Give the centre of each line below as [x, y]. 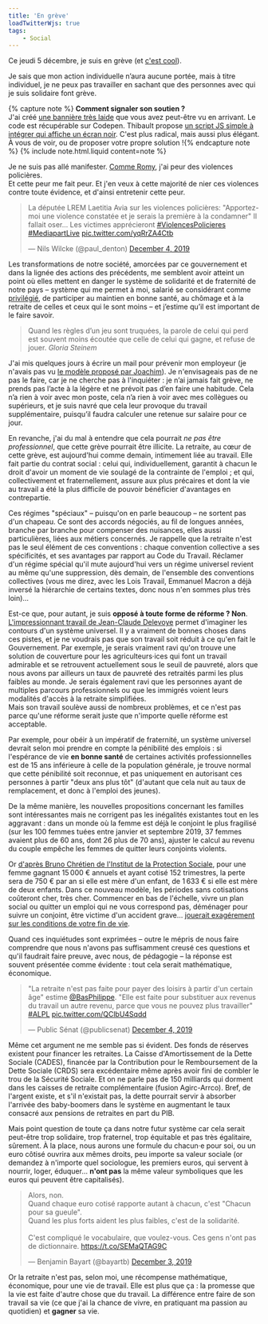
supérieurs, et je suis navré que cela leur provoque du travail [108, 406]
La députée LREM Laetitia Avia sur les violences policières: [124, 208]
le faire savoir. [31, 315]
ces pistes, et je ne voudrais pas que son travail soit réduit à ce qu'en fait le [132, 639]
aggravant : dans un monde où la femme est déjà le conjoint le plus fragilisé [132, 823]
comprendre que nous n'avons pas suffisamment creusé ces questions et [129, 948]
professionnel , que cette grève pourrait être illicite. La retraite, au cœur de [130, 447]
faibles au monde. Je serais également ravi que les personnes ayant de [125, 682]
